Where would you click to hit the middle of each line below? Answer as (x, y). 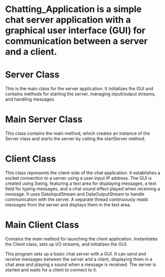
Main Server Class (44, 119)
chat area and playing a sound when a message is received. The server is (81, 264)
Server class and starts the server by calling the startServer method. (76, 139)
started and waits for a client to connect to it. (51, 269)
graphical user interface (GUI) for (75, 31)
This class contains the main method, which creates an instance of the (78, 133)
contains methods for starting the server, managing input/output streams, (81, 94)
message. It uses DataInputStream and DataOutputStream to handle (75, 194)
